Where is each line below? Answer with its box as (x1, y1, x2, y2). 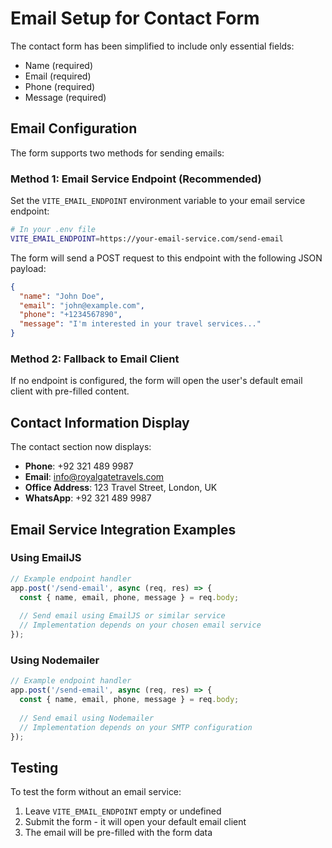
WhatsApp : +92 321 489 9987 (24, 492, 152, 504)
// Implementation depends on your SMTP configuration (19, 722, 253, 732)
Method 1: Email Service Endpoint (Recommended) (10, 172, 262, 186)
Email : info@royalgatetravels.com (24, 471, 165, 483)
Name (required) (24, 59, 93, 71)
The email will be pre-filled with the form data (24, 827, 213, 839)
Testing (10, 759, 59, 776)
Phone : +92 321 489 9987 (24, 460, 134, 472)
